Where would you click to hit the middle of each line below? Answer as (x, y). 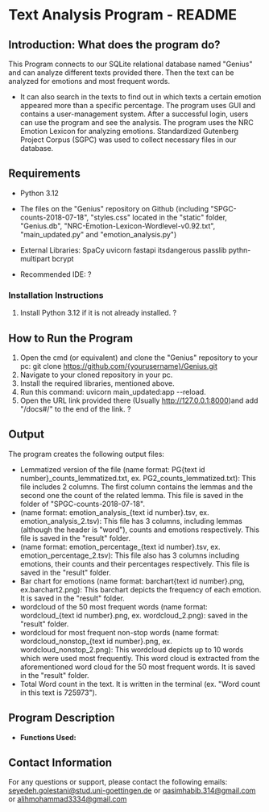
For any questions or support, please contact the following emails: (118, 782)
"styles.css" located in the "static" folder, (159, 217)
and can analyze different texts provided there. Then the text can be (122, 73)
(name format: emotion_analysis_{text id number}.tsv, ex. (114, 512)
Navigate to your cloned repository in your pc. (96, 375)
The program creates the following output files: (87, 454)
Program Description (62, 718)
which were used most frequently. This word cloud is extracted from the (140, 658)
